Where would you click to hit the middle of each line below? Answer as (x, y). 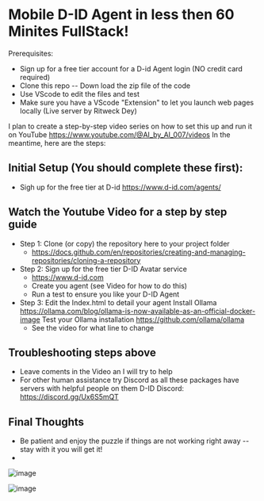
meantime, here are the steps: (57, 143)
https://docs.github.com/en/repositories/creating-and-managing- (138, 252)
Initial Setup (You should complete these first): (126, 168)
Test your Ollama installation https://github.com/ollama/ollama (143, 319)
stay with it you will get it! (61, 449)
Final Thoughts (46, 422)
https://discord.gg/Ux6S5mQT (69, 397)
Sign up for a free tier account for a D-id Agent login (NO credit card (131, 68)
